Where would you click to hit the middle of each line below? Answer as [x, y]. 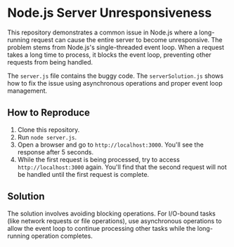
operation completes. [62, 236]
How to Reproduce [48, 113]
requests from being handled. [50, 62]
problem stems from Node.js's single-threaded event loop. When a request [116, 47]
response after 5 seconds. [55, 152]
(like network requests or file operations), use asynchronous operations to [115, 221]
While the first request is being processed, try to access [99, 159]
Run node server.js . [47, 137]
